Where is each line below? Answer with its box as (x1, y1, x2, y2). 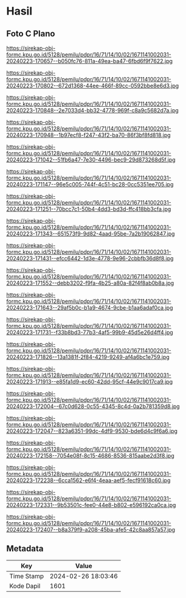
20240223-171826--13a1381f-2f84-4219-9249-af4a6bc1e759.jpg (6, 353, 170, 361)
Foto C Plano (6, 29, 55, 39)
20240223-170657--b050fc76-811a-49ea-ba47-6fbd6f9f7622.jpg (6, 58, 173, 64)
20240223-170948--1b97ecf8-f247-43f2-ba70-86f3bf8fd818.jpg (6, 132, 171, 138)
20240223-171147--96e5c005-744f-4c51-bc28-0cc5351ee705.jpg (6, 181, 174, 188)
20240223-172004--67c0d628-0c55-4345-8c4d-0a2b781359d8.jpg (6, 403, 181, 410)
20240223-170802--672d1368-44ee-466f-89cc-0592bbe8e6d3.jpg (6, 82, 179, 89)
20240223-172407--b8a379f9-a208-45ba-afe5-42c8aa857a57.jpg (6, 526, 175, 533)
